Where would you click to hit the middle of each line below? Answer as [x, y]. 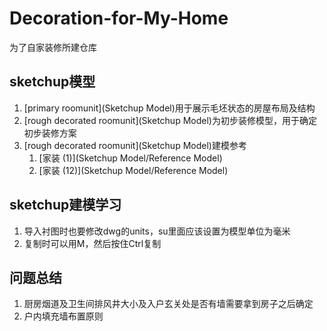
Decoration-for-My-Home [119, 18]
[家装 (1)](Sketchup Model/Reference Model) [130, 158]
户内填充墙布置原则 [63, 316]
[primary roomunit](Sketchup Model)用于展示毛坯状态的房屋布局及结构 [169, 108]
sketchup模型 [52, 82]
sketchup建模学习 [65, 205]
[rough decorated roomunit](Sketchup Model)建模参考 [135, 145]
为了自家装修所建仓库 [53, 47]
